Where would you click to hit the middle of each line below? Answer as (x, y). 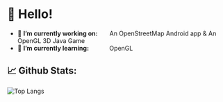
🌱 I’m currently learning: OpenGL (75, 48)
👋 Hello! (30, 14)
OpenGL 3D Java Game (51, 40)
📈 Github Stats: (42, 71)
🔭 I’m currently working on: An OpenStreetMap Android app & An (117, 33)
